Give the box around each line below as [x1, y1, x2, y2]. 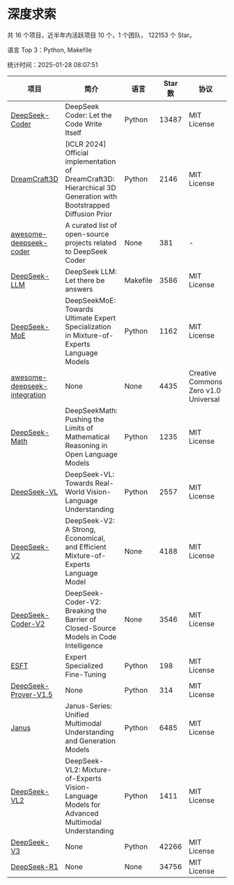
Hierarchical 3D [65, 182, 116, 192]
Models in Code [65, 632, 117, 642]
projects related [65, 238, 117, 247]
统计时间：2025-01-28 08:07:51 [7, 60, 98, 69]
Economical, [65, 533, 106, 542]
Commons [189, 377, 223, 387]
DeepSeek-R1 [10, 861, 58, 871]
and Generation [65, 735, 116, 745]
